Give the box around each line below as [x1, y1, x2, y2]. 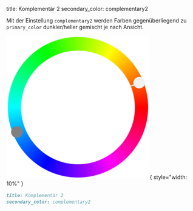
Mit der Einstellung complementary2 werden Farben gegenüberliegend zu [6, 17, 187, 24]
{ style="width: [149, 173, 187, 181]
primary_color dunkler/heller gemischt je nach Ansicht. [6, 24, 144, 30]
